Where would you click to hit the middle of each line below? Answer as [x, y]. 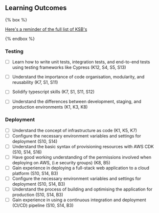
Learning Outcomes [36, 8]
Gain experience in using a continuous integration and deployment [79, 200]
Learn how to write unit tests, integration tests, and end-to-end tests [81, 62]
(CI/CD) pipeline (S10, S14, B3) [43, 205]
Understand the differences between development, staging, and [77, 101]
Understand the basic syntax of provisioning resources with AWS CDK [83, 146]
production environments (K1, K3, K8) [50, 107]
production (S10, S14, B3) [38, 195]
